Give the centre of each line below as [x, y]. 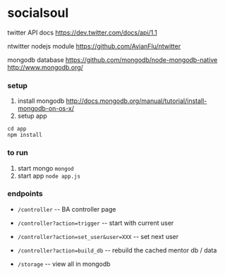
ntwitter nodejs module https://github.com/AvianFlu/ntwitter [94, 46]
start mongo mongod [45, 168]
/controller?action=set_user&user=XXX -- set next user [98, 236]
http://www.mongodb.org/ [45, 67]
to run [18, 153]
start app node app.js [49, 176]
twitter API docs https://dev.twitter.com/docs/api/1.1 [82, 32]
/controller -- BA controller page [67, 209]
